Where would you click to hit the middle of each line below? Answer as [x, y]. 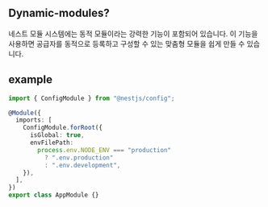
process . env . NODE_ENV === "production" [105, 150]
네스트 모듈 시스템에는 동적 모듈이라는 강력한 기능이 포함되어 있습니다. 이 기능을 [133, 33]
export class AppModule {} [54, 195]
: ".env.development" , [82, 165]
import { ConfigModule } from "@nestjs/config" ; [92, 98]
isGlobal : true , [57, 135]
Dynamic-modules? [59, 13]
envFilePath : [52, 143]
